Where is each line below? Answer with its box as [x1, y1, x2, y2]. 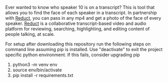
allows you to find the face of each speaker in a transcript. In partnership [5, 10, 157, 16]
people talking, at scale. [5, 31, 55, 37]
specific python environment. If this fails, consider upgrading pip [5, 52, 140, 58]
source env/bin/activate [12, 67, 62, 73]
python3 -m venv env [12, 62, 58, 67]
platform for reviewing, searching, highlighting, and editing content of [5, 26, 150, 32]
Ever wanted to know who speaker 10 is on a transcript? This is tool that [5, 5, 155, 10]
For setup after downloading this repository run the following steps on [5, 41, 151, 47]
